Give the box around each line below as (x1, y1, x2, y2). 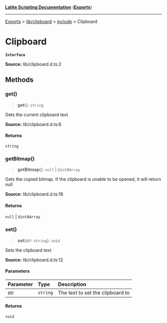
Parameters (5, 268, 30, 274)
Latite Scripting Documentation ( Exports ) (5, 4, 92, 10)
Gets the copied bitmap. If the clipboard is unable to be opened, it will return (5, 176, 162, 182)
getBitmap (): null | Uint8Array (17, 166, 81, 172)
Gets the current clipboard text (5, 112, 68, 118)
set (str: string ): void (17, 237, 61, 243)
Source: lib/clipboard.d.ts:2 (5, 61, 62, 67)
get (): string (17, 102, 44, 108)
